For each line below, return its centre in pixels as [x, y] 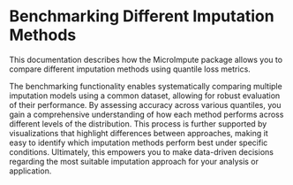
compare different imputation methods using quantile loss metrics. [130, 69]
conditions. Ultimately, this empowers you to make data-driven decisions [141, 151]
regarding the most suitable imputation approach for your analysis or [134, 161]
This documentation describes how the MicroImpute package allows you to [146, 59]
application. [30, 171]
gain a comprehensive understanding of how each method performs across [146, 114]
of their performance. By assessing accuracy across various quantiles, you [145, 104]
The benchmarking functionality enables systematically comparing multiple [146, 86]
